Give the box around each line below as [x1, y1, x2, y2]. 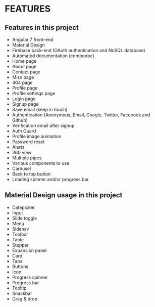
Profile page [12, 85, 38, 91]
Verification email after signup [12, 122, 75, 128]
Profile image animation [12, 134, 62, 139]
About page [12, 64, 37, 69]
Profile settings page [12, 91, 56, 96]
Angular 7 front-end [12, 36, 54, 42]
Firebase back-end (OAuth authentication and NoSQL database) [12, 48, 145, 53]
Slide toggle [12, 215, 37, 221]
